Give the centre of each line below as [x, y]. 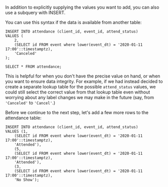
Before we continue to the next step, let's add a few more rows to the [77, 112]
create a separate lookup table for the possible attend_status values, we [80, 87]
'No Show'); [27, 180]
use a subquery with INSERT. [35, 13]
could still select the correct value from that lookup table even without [78, 92]
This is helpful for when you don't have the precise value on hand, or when [83, 76]
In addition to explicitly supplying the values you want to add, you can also [82, 7]
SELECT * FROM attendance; [33, 67]
